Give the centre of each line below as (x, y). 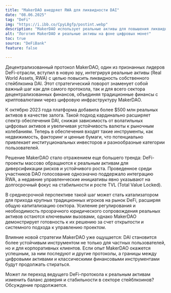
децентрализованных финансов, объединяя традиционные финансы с (82, 94)
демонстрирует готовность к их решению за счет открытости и (75, 222)
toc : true (16, 39)
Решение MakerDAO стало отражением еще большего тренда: (73, 157)
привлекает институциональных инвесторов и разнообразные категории (85, 142)
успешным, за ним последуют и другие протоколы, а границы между (81, 253)
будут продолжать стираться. (38, 264)
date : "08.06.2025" (26, 15)
